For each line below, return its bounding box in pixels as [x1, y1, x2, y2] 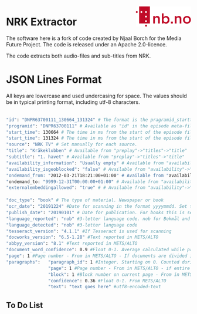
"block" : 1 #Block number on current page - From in [47, 271, 180, 278]
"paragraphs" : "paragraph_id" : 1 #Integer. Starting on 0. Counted [6, 259, 180, 265]
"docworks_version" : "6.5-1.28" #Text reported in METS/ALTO [6, 234, 159, 241]
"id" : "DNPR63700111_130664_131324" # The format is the [6, 117, 148, 123]
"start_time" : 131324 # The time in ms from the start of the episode [6, 136, 182, 141]
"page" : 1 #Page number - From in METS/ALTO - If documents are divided [6, 253, 188, 259]
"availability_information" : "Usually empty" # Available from [6, 160, 164, 166]
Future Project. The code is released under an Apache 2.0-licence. [6, 40, 167, 48]
